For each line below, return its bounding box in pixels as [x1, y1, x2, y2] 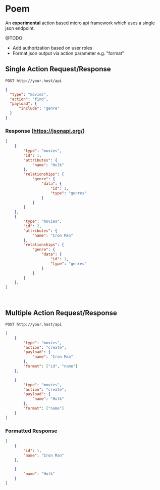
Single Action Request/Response [5, 65, 111, 73]
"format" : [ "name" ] [23, 406, 65, 411]
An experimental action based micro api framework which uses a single [5, 20, 155, 26]
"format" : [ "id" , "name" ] [23, 364, 78, 369]
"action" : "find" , [10, 97, 49, 102]
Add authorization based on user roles [12, 45, 92, 51]
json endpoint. [5, 25, 35, 31]
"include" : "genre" [18, 106, 60, 111]
